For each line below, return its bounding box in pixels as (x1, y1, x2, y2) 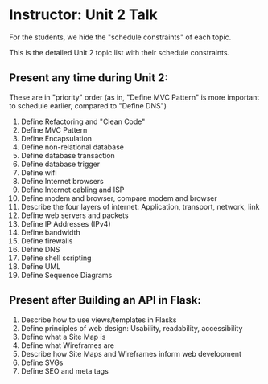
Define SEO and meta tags (20, 366, 109, 375)
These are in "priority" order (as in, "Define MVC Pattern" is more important (9, 92, 260, 102)
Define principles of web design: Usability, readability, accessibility (20, 323, 243, 333)
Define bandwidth (20, 227, 80, 237)
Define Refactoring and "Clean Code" (20, 116, 146, 126)
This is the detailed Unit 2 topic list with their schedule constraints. (9, 47, 230, 57)
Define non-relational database (20, 142, 124, 152)
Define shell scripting (20, 253, 92, 263)
